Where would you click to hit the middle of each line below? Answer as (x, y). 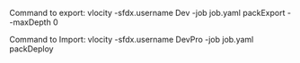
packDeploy (31, 49)
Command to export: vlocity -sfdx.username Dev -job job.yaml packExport (147, 13)
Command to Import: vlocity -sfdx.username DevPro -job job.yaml (132, 39)
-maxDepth (30, 22)
